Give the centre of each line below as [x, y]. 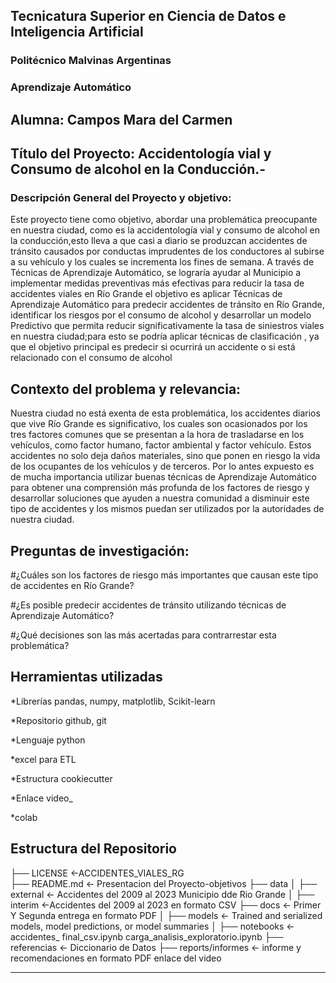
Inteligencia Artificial [77, 32]
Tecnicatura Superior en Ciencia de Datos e [148, 16]
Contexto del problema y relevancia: [126, 389]
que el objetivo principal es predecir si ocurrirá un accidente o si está [153, 347]
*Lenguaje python [48, 740]
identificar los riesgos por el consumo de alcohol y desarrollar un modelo [161, 315]
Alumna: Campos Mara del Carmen [121, 119]
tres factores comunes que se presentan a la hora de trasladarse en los [157, 435]
